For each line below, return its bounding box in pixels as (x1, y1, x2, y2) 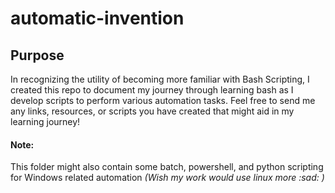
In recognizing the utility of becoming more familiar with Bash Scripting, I (10, 73, 310, 85)
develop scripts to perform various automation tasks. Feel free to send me (10, 95, 316, 106)
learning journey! (10, 116, 81, 127)
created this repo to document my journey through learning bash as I (10, 84, 294, 96)
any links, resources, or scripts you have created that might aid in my (10, 105, 295, 117)
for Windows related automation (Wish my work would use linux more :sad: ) (10, 172, 325, 184)
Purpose (10, 47, 65, 64)
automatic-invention (10, 7, 185, 30)
